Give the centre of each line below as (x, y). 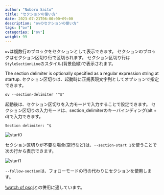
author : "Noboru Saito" (29, 10)
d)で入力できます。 (24, 116)
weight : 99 (16, 37)
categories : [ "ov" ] (25, 32)
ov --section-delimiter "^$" (35, 94)
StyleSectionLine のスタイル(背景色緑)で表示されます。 (60, 64)
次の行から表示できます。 (31, 151)
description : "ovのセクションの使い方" (42, 23)
